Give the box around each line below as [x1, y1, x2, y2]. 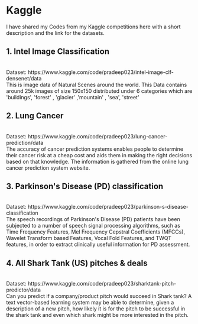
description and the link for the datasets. [6, 29, 105, 36]
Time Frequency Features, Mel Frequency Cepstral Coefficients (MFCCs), [6, 228, 185, 235]
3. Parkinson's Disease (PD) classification [6, 181, 164, 191]
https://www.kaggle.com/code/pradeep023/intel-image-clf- [27, 69, 174, 76]
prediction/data [6, 139, 44, 146]
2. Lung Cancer [6, 111, 64, 121]
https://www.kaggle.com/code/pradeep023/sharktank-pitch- [27, 280, 176, 287]
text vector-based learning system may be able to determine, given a [6, 299, 174, 306]
